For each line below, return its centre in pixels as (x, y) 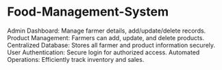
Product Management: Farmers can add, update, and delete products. (106, 37)
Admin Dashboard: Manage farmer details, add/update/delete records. (107, 31)
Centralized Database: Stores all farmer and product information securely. (111, 45)
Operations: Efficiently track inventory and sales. (76, 59)
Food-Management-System (88, 12)
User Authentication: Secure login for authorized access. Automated (103, 52)
